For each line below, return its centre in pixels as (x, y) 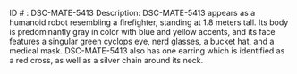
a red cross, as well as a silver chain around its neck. (106, 60)
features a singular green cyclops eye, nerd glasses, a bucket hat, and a (142, 41)
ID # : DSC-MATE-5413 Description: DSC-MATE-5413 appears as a (132, 13)
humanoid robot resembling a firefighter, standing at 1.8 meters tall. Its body (149, 22)
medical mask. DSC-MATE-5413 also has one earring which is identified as (147, 51)
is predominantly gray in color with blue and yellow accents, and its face (142, 32)
